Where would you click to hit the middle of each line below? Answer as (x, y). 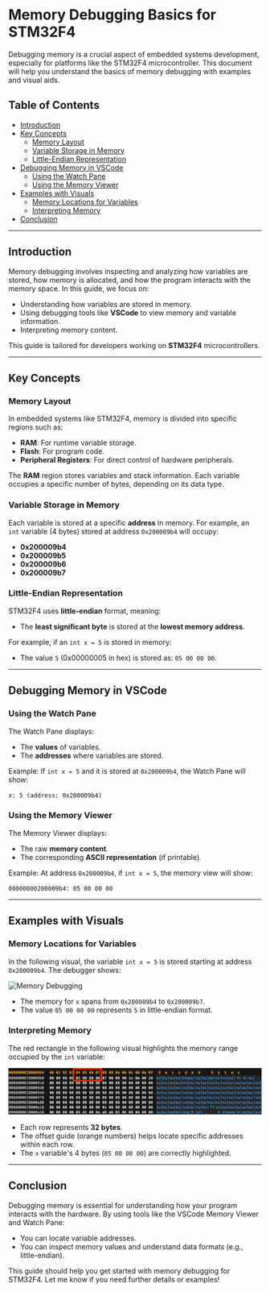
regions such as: (36, 427)
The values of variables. (60, 746)
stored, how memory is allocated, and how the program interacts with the (130, 280)
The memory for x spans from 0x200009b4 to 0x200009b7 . (112, 1001)
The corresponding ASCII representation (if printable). (111, 857)
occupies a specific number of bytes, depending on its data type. (117, 484)
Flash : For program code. (62, 451)
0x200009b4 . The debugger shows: (65, 970)
